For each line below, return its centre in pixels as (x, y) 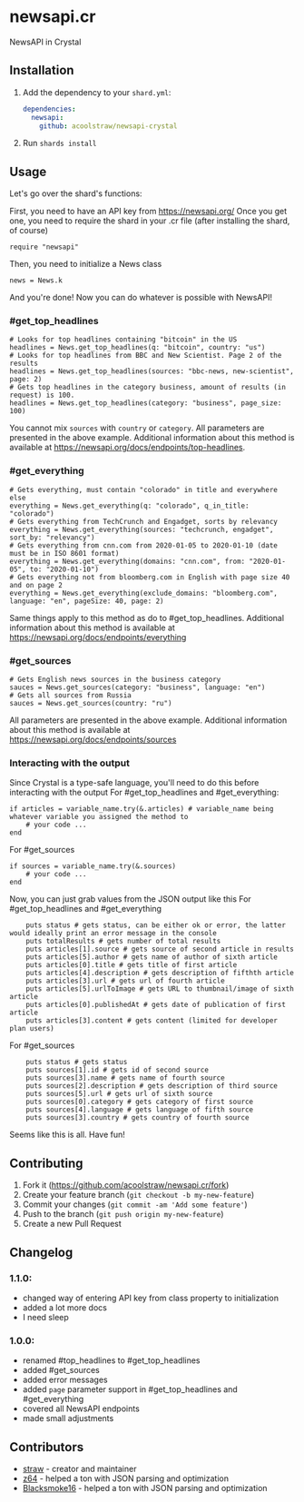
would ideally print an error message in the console (113, 934)
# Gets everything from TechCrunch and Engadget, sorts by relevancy (144, 521)
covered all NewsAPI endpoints (81, 1408)
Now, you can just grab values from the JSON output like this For (130, 899)
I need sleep (46, 1317)
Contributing (46, 1163)
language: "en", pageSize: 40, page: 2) (87, 601)
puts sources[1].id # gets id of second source (117, 1070)
